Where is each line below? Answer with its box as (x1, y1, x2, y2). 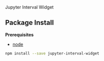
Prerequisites (5, 32, 34, 38)
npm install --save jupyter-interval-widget (5, 51, 99, 56)
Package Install (5, 18, 54, 27)
